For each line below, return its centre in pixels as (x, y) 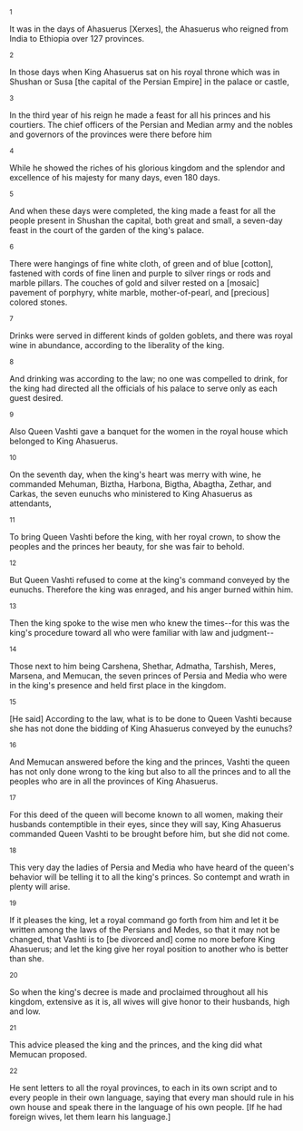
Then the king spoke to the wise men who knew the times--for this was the (150, 623)
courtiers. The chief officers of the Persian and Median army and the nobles (151, 125)
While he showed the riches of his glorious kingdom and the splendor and (147, 168)
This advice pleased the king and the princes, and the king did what (136, 1045)
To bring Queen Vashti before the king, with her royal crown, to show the (145, 537)
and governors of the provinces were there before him (111, 134)
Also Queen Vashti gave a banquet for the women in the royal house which (149, 431)
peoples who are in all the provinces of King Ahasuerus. (114, 781)
